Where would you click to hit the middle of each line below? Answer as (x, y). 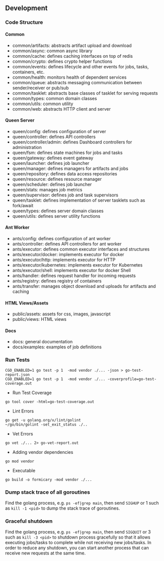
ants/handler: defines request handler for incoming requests (74, 276)
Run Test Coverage (32, 393)
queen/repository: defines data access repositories (65, 173)
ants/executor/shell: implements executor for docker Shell (71, 270)
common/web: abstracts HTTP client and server (61, 109)
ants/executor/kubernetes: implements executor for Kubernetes (77, 265)
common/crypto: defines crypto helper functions (62, 61)
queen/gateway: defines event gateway (53, 158)
